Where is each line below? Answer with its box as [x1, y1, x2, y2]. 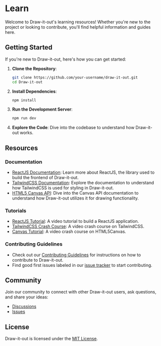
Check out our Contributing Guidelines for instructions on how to [12, 252, 141, 258]
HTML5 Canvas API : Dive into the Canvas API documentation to [12, 190, 139, 196]
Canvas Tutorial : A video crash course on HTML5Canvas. [12, 229, 127, 234]
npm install [12, 98, 36, 102]
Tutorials [5, 207, 27, 214]
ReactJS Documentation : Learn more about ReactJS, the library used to [12, 169, 155, 175]
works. [19, 130, 34, 136]
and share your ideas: [5, 294, 48, 300]
